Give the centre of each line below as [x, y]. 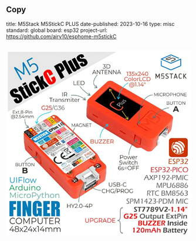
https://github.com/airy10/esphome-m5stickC [61, 36]
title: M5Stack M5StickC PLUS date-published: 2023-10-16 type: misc [90, 24]
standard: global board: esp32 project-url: [57, 30]
